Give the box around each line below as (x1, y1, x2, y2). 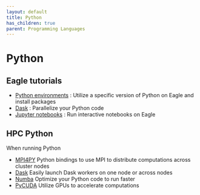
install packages (15, 98, 56, 106)
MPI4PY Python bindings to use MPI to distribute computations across (15, 156, 191, 164)
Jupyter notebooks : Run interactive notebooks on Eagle (15, 111, 156, 118)
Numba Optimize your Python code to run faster (15, 176, 135, 183)
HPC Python (6, 128, 53, 139)
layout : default (6, 8, 47, 15)
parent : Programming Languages (6, 25, 85, 32)
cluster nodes (15, 162, 50, 170)
